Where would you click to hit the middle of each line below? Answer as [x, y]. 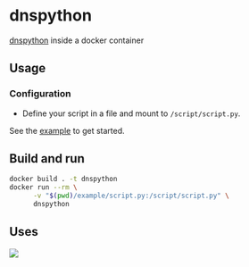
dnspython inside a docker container [77, 40]
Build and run [47, 159]
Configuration [40, 94]
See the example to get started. [67, 130]
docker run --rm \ [43, 188]
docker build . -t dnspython [63, 179]
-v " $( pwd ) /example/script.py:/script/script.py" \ [131, 196]
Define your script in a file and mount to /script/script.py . [131, 113]
